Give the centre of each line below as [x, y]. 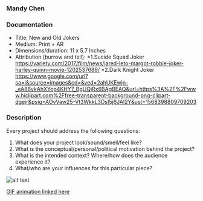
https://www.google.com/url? [52, 76]
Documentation [30, 24]
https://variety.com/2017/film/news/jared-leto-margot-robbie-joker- [99, 63]
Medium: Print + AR [39, 44]
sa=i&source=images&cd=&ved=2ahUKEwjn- [72, 83]
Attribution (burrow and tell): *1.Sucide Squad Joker [80, 57]
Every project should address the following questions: [73, 130]
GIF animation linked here [38, 191]
